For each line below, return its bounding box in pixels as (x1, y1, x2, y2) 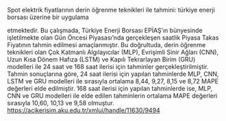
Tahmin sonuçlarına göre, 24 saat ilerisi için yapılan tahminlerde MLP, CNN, (7, 70, 219, 78)
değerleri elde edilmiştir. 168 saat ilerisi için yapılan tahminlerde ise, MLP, (7, 85, 213, 92)
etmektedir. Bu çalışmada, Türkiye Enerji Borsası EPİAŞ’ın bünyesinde (7, 27, 203, 34)
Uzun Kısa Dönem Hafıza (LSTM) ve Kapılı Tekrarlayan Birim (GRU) (7, 55, 196, 64)
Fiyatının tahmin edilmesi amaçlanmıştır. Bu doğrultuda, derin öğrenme (7, 41, 206, 49)
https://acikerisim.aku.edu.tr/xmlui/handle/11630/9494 (7, 106, 161, 114)
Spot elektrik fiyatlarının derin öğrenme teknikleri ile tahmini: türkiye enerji (7, 6, 216, 14)
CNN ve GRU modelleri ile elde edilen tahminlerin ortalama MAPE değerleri (7, 92, 218, 100)
